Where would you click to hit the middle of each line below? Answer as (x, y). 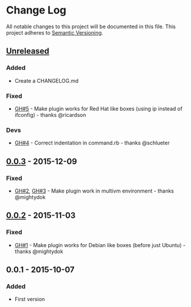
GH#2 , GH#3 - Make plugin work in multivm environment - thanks (94, 191)
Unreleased (28, 51)
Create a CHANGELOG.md (46, 80)
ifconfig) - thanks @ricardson (50, 114)
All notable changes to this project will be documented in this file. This (91, 26)
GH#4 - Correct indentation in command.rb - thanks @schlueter (92, 143)
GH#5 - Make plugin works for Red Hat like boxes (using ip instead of (98, 109)
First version (30, 299)
